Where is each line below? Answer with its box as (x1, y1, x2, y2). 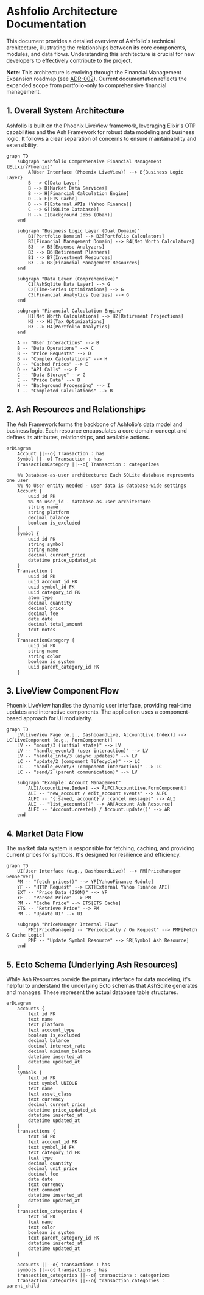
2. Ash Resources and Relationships (6, 404, 146, 415)
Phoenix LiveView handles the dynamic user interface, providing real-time (6, 702, 192, 709)
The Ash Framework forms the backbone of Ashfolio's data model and (6, 420, 183, 428)
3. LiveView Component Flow (6, 686, 119, 696)
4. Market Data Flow (6, 828, 84, 839)
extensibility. (6, 141, 38, 149)
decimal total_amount (28, 621, 83, 627)
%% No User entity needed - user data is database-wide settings (17, 483, 187, 489)
